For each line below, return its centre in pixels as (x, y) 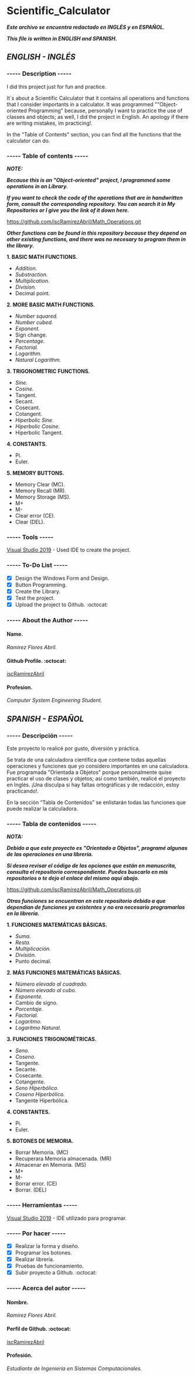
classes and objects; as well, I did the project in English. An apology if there (98, 116)
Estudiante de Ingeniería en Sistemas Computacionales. (74, 1368)
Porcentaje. (29, 1009)
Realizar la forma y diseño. (47, 1246)
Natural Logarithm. (38, 359)
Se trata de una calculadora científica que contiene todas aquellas (86, 760)
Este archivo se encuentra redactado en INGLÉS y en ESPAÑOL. (86, 27)
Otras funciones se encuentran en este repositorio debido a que (86, 901)
